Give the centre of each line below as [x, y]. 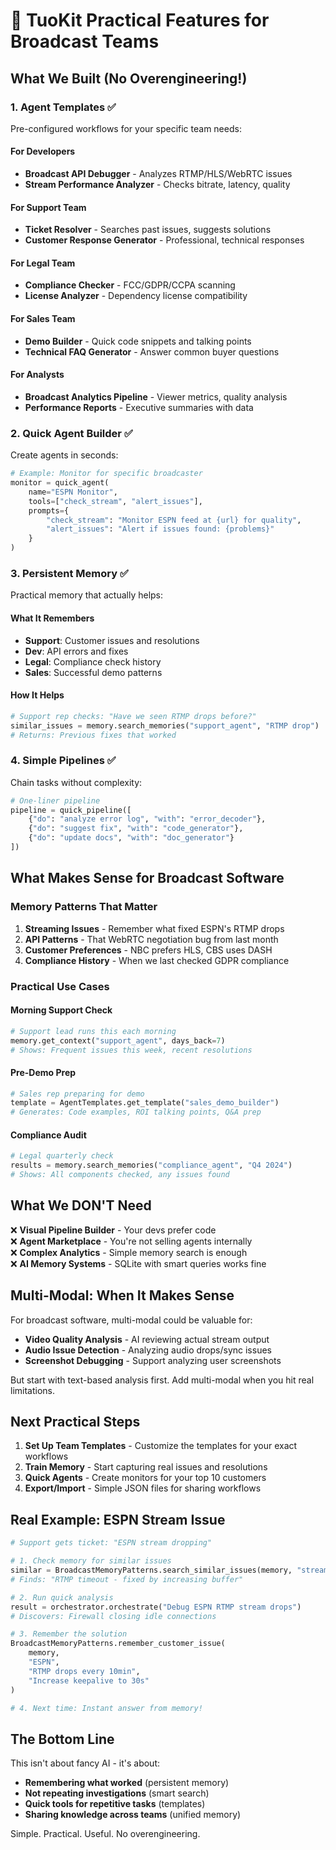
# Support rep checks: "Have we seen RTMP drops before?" [133, 716]
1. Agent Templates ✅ [63, 107]
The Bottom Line [62, 1739]
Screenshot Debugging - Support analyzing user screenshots [153, 1360]
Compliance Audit [48, 1135]
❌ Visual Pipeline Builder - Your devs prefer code [113, 1230]
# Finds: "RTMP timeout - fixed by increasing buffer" [127, 1579]
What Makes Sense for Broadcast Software [147, 878]
